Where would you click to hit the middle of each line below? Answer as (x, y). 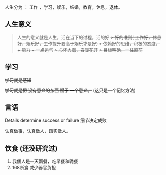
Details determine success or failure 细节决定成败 (56, 120)
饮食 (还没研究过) (31, 148)
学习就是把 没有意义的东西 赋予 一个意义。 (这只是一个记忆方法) (70, 90)
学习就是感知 (18, 80)
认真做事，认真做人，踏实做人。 (38, 131)
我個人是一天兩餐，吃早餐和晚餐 (45, 161)
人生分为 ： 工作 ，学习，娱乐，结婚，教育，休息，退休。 (64, 7)
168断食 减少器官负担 (34, 168)
